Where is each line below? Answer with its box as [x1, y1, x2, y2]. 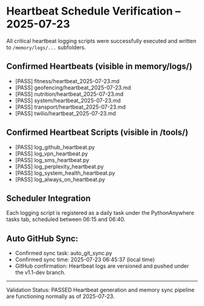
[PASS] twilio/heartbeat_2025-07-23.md [15, 109, 117, 117]
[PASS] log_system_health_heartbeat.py [15, 169, 115, 177]
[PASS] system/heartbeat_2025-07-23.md [15, 97, 121, 104]
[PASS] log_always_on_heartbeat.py [15, 175, 105, 183]
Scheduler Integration [6, 193, 91, 203]
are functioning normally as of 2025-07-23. [6, 293, 115, 300]
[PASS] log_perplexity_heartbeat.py [15, 163, 104, 170]
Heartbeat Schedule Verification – [6, 4, 181, 18]
